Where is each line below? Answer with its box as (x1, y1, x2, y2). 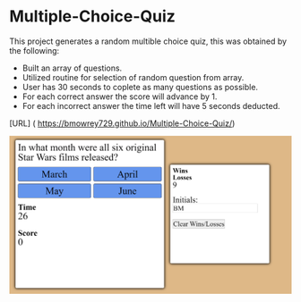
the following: (9, 45, 60, 55)
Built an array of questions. (21, 63, 123, 73)
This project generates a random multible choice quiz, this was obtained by (9, 36, 288, 46)
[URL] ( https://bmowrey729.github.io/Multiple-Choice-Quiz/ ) (9, 118, 236, 129)
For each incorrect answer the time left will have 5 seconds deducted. (21, 100, 280, 111)
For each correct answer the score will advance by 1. (21, 91, 218, 102)
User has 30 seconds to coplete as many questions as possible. (21, 81, 258, 92)
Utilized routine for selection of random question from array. (21, 71, 245, 82)
